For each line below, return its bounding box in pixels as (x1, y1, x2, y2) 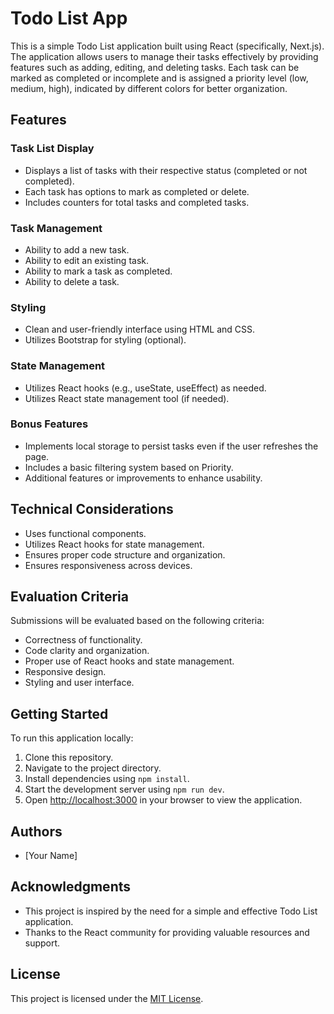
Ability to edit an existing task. (24, 254, 149, 266)
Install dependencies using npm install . (24, 773, 190, 785)
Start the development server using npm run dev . (24, 783, 225, 796)
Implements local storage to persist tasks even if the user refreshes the (24, 440, 319, 452)
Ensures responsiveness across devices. (24, 559, 193, 571)
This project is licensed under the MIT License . (10, 992, 204, 1004)
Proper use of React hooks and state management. (24, 655, 235, 667)
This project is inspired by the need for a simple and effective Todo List (24, 905, 318, 917)
